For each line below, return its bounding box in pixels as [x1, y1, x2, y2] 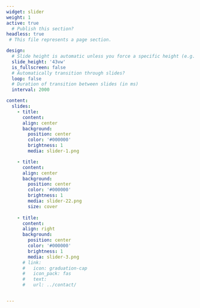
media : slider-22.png [28, 198, 83, 204]
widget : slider [6, 8, 45, 15]
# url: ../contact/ [22, 282, 77, 288]
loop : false [11, 76, 42, 82]
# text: [22, 276, 47, 283]
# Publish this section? [11, 25, 74, 32]
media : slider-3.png [28, 254, 80, 260]
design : [6, 48, 26, 54]
